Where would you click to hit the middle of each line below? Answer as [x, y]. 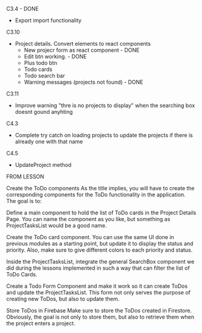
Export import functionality [48, 20]
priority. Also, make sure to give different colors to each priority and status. [99, 250]
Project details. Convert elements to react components [83, 44]
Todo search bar [44, 76]
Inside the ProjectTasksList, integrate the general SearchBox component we [100, 262]
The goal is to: [24, 201]
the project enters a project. [41, 323]
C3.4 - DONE [23, 9]
